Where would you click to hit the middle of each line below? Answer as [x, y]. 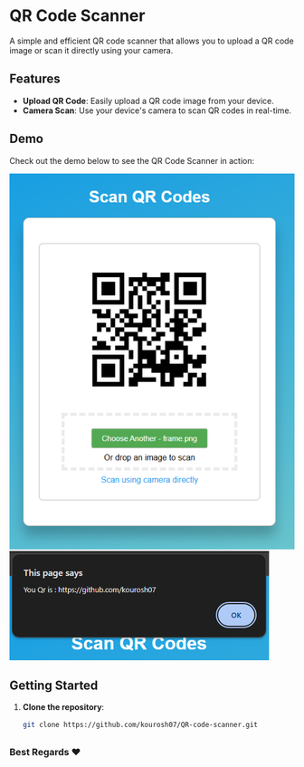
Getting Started [54, 685]
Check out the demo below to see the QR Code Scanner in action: [132, 160]
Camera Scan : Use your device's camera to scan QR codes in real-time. [157, 110]
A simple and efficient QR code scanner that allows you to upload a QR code [152, 41]
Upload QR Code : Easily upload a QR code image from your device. [148, 101]
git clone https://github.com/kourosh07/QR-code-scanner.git [140, 725]
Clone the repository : [63, 707]
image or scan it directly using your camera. [91, 50]
